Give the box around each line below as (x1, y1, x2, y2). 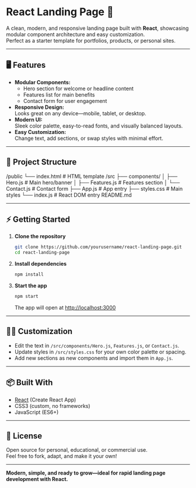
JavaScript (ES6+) (14, 408, 59, 415)
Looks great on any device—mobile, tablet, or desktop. (14, 109, 147, 116)
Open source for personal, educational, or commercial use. (6, 446, 148, 453)
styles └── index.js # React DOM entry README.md (6, 191, 132, 198)
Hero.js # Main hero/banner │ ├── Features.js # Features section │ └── (6, 178, 180, 186)
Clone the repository (14, 233, 66, 240)
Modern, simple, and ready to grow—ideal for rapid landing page (6, 469, 166, 476)
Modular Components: (14, 78, 71, 85)
